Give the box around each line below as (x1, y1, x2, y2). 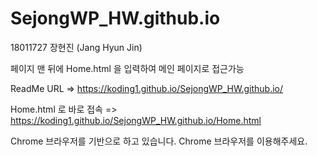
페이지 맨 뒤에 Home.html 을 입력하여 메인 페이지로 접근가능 (10, 62, 245, 74)
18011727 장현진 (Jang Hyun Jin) (10, 41, 143, 53)
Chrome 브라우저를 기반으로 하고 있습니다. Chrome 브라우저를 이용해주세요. (10, 135, 308, 147)
